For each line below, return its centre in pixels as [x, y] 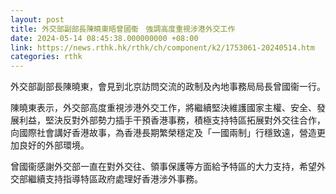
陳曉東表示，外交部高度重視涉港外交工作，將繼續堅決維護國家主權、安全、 [163, 108]
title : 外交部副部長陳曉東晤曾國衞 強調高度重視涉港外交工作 [123, 29]
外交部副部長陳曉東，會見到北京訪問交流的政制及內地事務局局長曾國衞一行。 [168, 87]
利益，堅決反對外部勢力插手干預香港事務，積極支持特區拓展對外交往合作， [172, 120]
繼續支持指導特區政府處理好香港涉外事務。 [115, 179]
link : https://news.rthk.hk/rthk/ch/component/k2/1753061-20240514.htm [162, 47]
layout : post [37, 19]
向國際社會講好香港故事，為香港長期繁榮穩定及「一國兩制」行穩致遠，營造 [163, 133]
